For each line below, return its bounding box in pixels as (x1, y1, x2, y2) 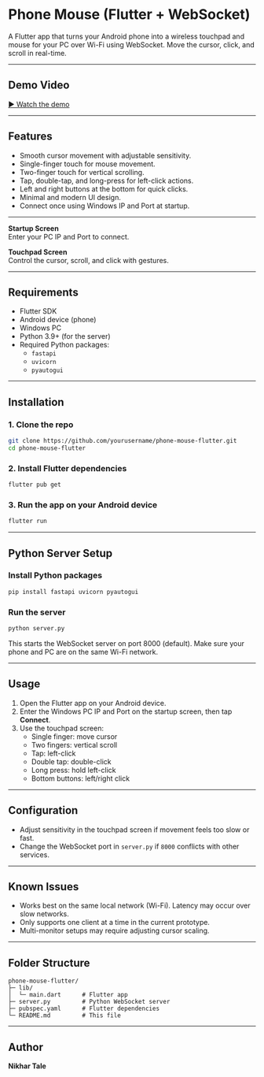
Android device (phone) (19, 315, 97, 325)
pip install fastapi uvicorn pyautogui (8, 588, 139, 596)
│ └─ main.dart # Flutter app (8, 991, 128, 999)
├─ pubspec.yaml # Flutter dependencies (8, 1005, 159, 1013)
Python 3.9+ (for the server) (19, 332, 112, 341)
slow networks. (19, 909, 69, 919)
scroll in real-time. (8, 48, 67, 58)
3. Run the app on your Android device (8, 499, 158, 510)
